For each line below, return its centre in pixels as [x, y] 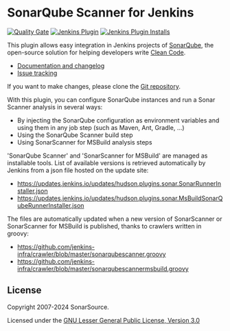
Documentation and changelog [61, 65]
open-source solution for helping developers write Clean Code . [96, 52]
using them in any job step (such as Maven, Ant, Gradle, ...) [101, 127]
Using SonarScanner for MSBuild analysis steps [84, 142]
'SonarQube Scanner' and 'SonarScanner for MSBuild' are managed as [107, 156]
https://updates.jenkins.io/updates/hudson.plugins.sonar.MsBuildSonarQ [120, 198]
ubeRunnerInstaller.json [50, 205]
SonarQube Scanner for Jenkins [101, 13]
